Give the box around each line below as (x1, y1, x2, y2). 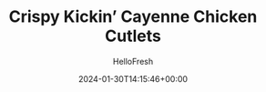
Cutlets (104, 26, 162, 46)
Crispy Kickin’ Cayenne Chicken (8, 6, 258, 27)
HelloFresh (112, 56, 154, 66)
